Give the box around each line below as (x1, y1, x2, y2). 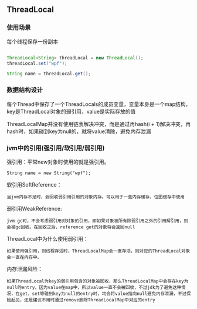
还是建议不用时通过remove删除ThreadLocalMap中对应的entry (23, 297, 155, 303)
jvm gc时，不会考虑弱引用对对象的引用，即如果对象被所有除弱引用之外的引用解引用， (6, 218, 184, 224)
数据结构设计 (6, 86, 43, 94)
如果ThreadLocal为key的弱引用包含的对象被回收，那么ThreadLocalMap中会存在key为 (6, 278, 189, 284)
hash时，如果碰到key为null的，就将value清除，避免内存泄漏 (6, 128, 151, 135)
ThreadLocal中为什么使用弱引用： (6, 235, 89, 242)
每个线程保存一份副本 (6, 38, 58, 45)
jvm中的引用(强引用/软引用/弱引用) (6, 144, 105, 152)
